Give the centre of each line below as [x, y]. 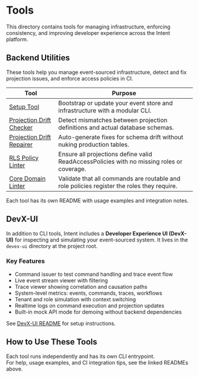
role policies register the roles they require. [118, 186]
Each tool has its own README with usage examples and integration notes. [97, 200]
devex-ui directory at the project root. [52, 246]
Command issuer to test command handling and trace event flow [94, 274]
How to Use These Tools [52, 342]
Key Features [26, 261]
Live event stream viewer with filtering [61, 280]
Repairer [21, 144]
